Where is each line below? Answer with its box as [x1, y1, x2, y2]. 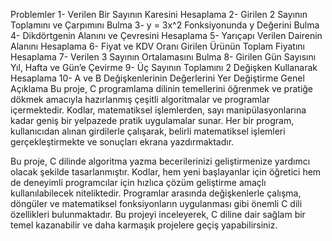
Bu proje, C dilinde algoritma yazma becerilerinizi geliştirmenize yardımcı [10, 155, 311, 167]
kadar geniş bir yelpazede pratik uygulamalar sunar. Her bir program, [10, 115, 295, 126]
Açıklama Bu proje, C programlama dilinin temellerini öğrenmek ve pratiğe [10, 83, 314, 94]
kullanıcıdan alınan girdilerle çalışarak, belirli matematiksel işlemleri [10, 125, 286, 137]
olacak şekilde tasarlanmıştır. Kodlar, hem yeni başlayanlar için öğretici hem [10, 166, 322, 178]
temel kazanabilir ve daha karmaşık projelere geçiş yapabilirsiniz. [10, 219, 278, 231]
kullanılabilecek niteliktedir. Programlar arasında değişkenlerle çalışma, [10, 187, 302, 199]
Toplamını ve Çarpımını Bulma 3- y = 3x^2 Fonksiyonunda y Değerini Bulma [10, 19, 320, 31]
